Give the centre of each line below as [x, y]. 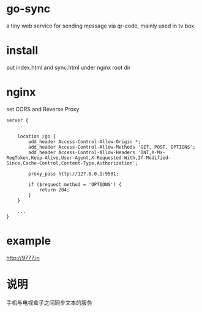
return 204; [54, 190]
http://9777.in [23, 258]
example [29, 241]
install [22, 50]
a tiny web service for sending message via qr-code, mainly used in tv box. [101, 26]
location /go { [37, 136]
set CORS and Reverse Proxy [43, 109]
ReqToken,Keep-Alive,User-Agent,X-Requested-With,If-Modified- [89, 158]
